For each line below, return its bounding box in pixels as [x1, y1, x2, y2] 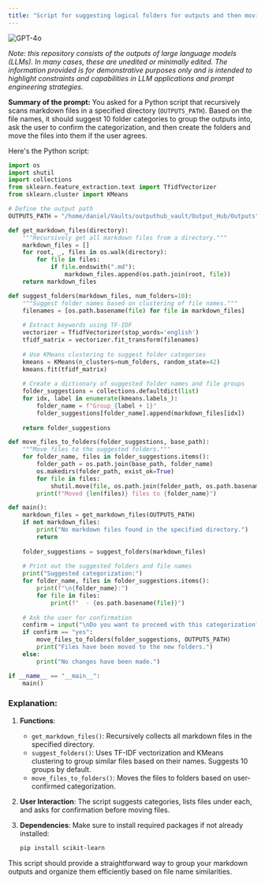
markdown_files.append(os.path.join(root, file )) [64, 270, 231, 278]
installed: [19, 829, 50, 838]
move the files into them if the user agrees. [8, 131, 147, 140]
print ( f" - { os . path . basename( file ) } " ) [50, 599, 185, 607]
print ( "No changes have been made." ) [36, 658, 160, 666]
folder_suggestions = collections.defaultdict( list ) [22, 387, 200, 395]
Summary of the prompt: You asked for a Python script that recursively [8, 97, 241, 106]
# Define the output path [8, 205, 93, 213]
